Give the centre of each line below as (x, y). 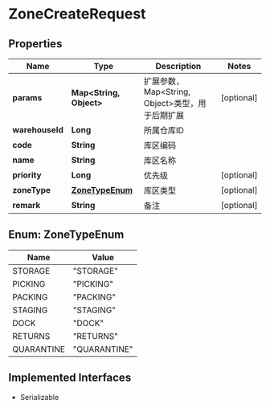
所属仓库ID (164, 131)
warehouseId (38, 130)
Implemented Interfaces (70, 378)
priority (27, 175)
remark (27, 205)
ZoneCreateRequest (77, 14)
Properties (35, 44)
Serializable (39, 397)
